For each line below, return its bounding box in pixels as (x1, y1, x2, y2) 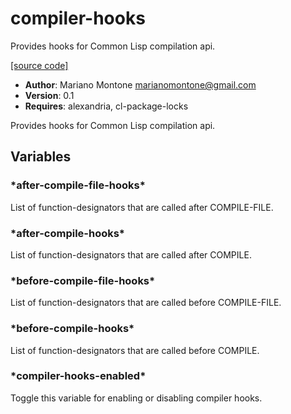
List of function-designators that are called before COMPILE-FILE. (10, 297, 282, 309)
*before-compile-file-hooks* (10, 273, 156, 287)
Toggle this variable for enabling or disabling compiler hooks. (10, 392, 263, 404)
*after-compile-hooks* (10, 226, 126, 240)
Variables (10, 148, 72, 166)
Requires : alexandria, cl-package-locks (24, 100, 189, 112)
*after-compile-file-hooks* (10, 178, 146, 192)
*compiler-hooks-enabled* (10, 369, 147, 383)
